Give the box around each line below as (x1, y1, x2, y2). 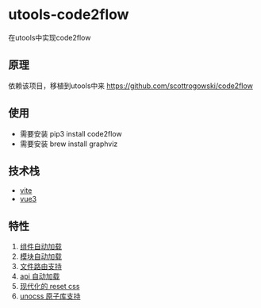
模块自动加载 (19, 252, 62, 261)
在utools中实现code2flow (8, 33, 91, 42)
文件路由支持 (19, 262, 62, 271)
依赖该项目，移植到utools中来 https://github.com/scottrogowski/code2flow (8, 81, 254, 90)
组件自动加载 (19, 242, 62, 252)
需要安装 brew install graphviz (19, 139, 118, 148)
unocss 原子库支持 (19, 291, 81, 301)
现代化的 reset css (19, 282, 80, 291)
